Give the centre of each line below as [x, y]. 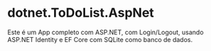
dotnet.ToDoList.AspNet [81, 13]
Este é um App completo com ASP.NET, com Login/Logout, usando [105, 32]
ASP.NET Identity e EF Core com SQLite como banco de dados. [100, 39]
